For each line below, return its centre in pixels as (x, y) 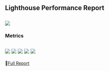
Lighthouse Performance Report (55, 8)
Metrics (14, 35)
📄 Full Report (17, 63)
